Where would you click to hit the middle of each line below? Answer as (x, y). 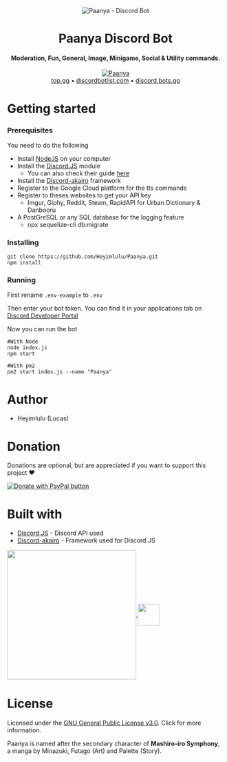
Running (22, 280)
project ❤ (21, 473)
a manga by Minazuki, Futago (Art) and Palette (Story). (84, 751)
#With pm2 (21, 366)
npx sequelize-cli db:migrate (68, 224)
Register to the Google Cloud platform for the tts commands (102, 188)
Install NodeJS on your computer (64, 158)
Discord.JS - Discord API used (60, 533)
